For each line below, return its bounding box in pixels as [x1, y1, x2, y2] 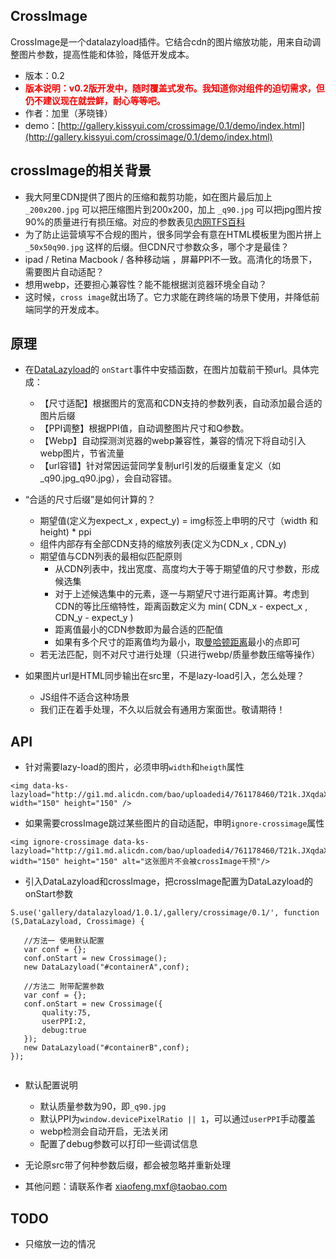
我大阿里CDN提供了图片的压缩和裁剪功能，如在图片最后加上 [24, 190, 273, 203]
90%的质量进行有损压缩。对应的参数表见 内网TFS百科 [24, 215, 246, 228]
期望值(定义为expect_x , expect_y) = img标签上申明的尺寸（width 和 [39, 515, 319, 527]
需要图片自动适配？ [24, 265, 105, 278]
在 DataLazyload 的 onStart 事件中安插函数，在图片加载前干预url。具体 [24, 364, 311, 376]
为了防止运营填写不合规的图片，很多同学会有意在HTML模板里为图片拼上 [24, 228, 322, 240]
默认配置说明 [24, 1079, 78, 1091]
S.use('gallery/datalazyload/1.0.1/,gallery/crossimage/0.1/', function [10, 908, 320, 918]
